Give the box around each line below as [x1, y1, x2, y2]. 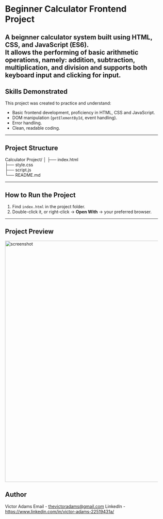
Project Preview [5, 227, 54, 236]
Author [5, 490, 27, 499]
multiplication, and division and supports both [5, 63, 147, 71]
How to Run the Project [5, 191, 76, 199]
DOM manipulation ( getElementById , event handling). [12, 115, 117, 121]
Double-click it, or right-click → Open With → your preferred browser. [12, 209, 152, 215]
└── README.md [5, 172, 41, 178]
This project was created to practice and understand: [5, 100, 112, 106]
